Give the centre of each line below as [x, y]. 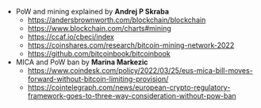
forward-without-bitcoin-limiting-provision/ [98, 79]
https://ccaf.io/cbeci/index [71, 37]
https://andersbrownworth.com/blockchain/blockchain [117, 20]
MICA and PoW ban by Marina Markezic [82, 62]
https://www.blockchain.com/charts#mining [100, 28]
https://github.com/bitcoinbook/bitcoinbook [99, 54]
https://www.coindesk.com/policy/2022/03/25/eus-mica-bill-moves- [140, 70]
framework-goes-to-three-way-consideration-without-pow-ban [132, 96]
